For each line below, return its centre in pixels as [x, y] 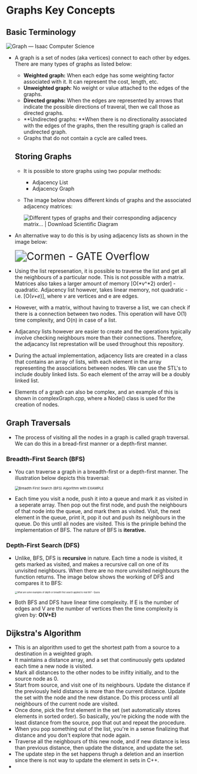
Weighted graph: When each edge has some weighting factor [99, 75]
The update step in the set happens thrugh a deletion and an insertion [99, 754]
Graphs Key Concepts [61, 10]
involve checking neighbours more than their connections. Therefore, [98, 338]
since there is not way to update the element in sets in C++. [87, 760]
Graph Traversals [39, 423]
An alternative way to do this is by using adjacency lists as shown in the [101, 235]
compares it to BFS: [39, 583]
